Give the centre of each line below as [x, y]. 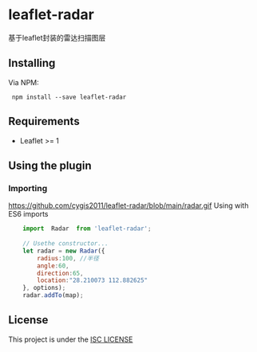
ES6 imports [28, 214]
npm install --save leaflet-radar [69, 97]
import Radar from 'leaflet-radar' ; [87, 229]
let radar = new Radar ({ [64, 251]
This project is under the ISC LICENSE [71, 339]
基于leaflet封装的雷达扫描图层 [57, 37]
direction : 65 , [60, 273]
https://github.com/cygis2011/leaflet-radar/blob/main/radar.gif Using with [128, 205]
